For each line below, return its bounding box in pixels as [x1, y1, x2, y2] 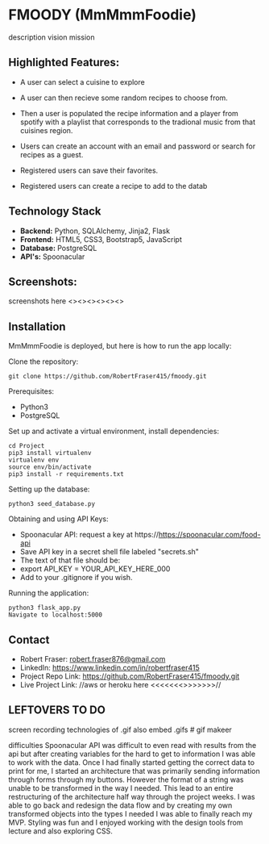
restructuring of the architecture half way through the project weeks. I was [8, 792, 255, 801]
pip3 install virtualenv [8, 449, 92, 458]
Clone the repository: [8, 357, 79, 366]
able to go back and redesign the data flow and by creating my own [8, 800, 233, 810]
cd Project [8, 442, 45, 450]
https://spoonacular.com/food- [158, 530, 261, 540]
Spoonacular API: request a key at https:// [19, 530, 159, 540]
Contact [8, 633, 50, 646]
